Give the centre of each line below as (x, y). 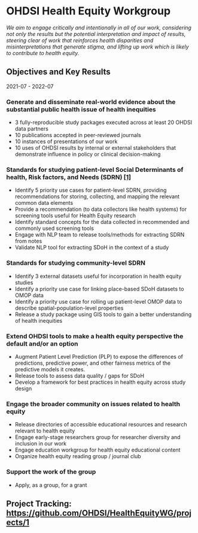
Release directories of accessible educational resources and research (101, 425)
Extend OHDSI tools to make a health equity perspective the (95, 336)
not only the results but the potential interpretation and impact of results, (96, 34)
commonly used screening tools (54, 228)
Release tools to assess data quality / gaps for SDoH (80, 375)
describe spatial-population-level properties (69, 308)
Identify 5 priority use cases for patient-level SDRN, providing (91, 190)
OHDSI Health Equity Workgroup (89, 11)
